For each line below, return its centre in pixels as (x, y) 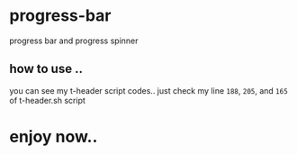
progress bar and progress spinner (74, 41)
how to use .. (46, 69)
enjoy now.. (54, 137)
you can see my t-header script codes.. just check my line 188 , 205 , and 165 (148, 90)
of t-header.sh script (47, 100)
